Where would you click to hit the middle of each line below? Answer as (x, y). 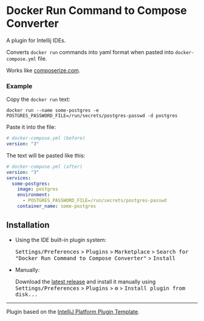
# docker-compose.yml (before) (46, 138)
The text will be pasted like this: (46, 155)
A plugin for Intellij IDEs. (36, 40)
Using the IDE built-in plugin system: (61, 240)
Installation (28, 225)
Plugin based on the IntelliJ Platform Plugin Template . (73, 311)
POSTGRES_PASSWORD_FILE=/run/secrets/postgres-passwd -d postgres (92, 116)
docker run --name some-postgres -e (53, 111)
